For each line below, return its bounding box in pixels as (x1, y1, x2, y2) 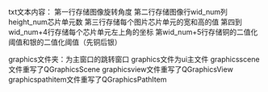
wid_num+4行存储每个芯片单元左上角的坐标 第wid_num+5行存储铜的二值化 (8, 27, 258, 36)
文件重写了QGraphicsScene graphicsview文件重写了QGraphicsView (8, 65, 234, 74)
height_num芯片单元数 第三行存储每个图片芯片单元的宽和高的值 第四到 (8, 17, 242, 27)
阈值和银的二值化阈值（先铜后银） (8, 37, 122, 47)
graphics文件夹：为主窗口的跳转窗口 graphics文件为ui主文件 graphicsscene (8, 55, 260, 64)
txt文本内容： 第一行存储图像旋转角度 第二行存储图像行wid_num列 (8, 7, 228, 16)
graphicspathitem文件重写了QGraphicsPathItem (8, 75, 167, 84)
